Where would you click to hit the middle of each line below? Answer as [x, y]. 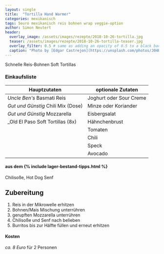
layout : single [20, 10]
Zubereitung [24, 193]
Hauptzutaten [45, 89]
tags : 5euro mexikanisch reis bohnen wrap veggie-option [64, 23]
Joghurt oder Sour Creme [117, 98]
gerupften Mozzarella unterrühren [46, 215]
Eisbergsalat [102, 114]
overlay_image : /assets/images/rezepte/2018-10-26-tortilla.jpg [76, 37]
